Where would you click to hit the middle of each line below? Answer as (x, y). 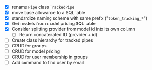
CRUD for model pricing (36, 51)
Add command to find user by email (48, 62)
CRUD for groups (29, 46)
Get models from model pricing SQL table (54, 23)
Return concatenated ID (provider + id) (58, 35)
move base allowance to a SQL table (49, 13)
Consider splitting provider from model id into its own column (73, 29)
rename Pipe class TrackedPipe (43, 7)
